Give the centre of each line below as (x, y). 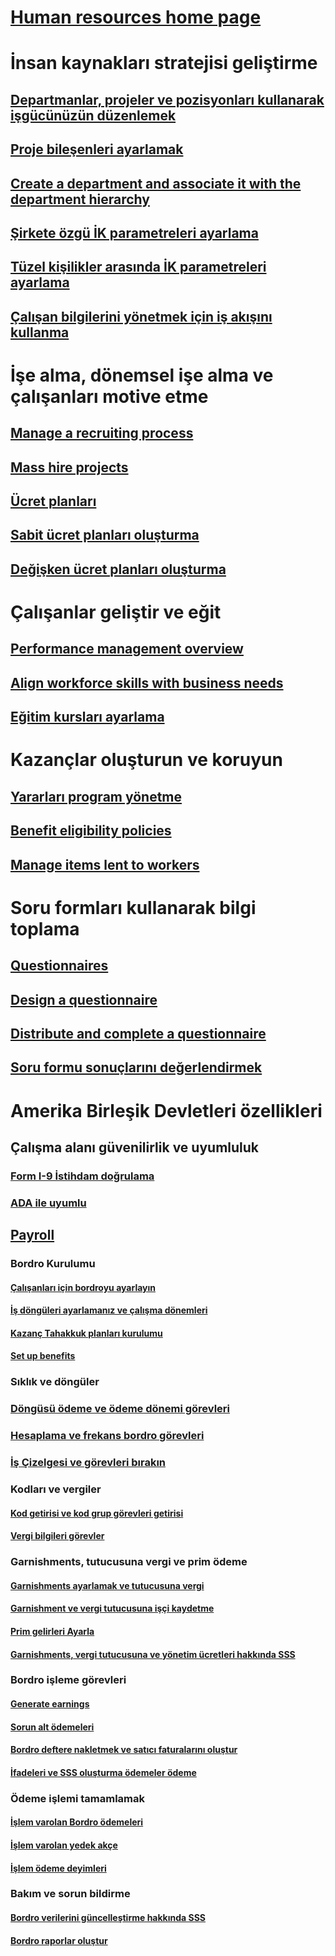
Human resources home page (136, 17)
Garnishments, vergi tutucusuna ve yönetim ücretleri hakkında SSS (153, 1654)
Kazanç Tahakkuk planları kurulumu (86, 1333)
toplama (45, 928)
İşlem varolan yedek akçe (64, 1845)
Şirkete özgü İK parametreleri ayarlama (134, 232)
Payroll (32, 1235)
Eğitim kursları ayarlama (87, 717)
